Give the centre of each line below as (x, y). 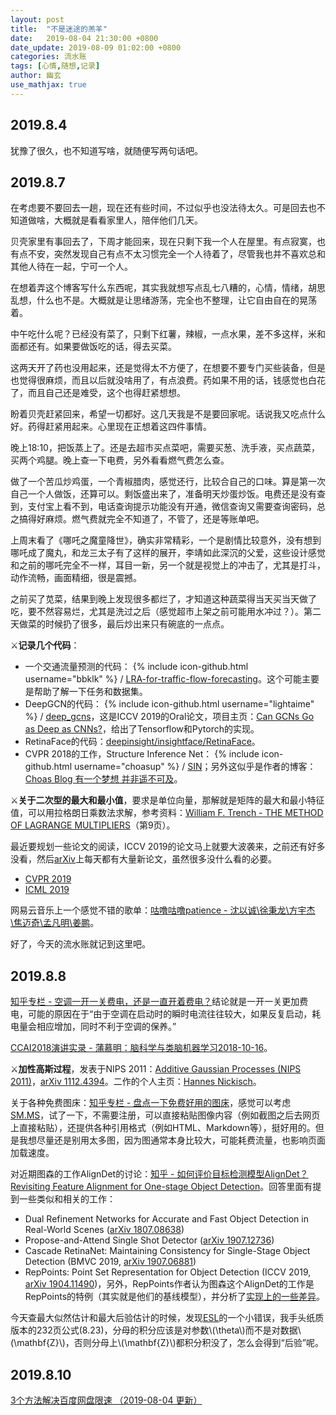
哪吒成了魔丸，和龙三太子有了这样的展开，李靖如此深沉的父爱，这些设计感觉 (168, 553)
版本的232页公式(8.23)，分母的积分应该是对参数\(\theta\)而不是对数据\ (156, 1330)
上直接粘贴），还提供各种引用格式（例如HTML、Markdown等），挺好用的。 (163, 1128)
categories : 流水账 (48, 57)
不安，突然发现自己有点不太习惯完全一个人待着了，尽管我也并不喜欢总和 (176, 254)
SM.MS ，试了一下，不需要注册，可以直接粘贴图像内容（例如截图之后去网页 (165, 1115)
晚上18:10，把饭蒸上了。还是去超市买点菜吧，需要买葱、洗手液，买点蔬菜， (165, 448)
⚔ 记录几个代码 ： (45, 645)
